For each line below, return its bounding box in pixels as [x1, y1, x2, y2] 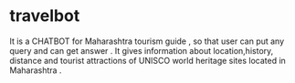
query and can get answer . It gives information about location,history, [9, 45, 274, 56]
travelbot [9, 5, 80, 26]
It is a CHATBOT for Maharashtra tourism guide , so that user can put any [9, 36, 285, 47]
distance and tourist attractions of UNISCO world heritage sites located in [9, 55, 286, 66]
